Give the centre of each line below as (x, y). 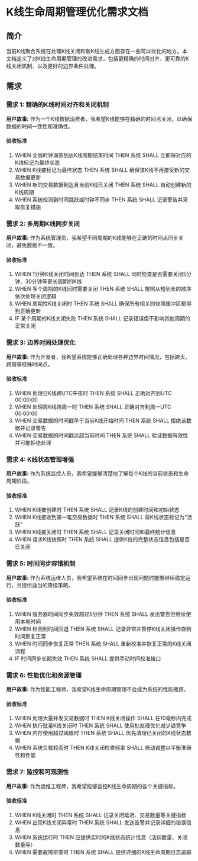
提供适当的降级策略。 (48, 585)
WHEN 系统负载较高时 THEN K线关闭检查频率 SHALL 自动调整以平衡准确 (103, 748)
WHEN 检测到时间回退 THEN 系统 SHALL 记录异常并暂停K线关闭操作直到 (103, 629)
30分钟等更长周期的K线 (53, 281)
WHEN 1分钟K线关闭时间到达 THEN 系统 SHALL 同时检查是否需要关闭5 (100, 274)
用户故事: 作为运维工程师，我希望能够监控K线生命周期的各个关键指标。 (92, 786)
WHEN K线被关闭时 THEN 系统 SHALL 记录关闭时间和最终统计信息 (95, 532)
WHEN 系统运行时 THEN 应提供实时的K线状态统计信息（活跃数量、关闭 (101, 837)
